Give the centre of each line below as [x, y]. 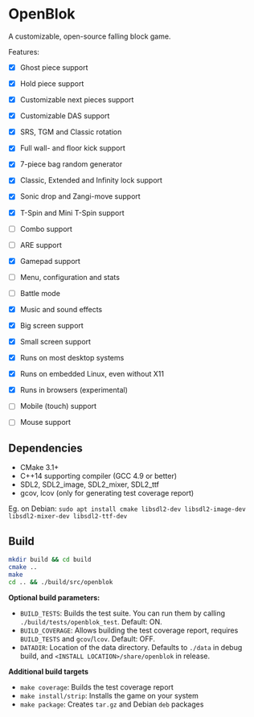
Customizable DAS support [65, 116]
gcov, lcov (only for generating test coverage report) [107, 493]
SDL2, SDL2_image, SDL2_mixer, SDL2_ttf [89, 484]
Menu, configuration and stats [70, 277]
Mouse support [45, 422]
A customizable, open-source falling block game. [90, 36]
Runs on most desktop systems [72, 358]
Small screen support [55, 342]
